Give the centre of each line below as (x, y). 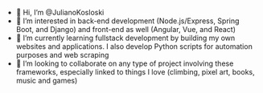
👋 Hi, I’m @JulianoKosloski (60, 12)
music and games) (47, 81)
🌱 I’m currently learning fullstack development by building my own (125, 38)
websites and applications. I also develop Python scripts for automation (134, 46)
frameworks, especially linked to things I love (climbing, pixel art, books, (135, 72)
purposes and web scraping (62, 55)
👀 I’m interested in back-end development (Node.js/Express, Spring (127, 21)
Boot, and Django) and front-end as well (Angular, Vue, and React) (125, 29)
